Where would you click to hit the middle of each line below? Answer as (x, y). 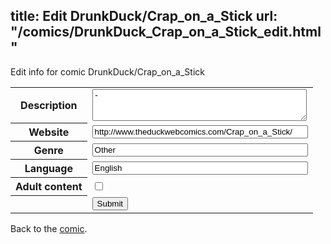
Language (48, 169)
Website (49, 132)
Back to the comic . (49, 228)
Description (49, 106)
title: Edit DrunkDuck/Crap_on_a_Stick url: (144, 16)
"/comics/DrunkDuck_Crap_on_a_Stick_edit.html (166, 32)
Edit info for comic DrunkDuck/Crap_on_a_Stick (107, 71)
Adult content (49, 187)
